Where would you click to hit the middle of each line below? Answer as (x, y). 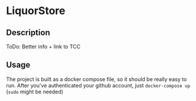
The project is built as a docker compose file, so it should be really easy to (97, 79)
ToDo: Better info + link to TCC (43, 46)
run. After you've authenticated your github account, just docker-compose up (98, 85)
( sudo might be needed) (35, 92)
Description (28, 33)
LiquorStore (36, 11)
